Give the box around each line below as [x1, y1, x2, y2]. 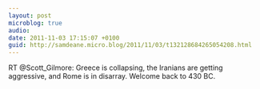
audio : [8, 26, 30, 34]
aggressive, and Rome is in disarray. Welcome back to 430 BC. [8, 72, 216, 81]
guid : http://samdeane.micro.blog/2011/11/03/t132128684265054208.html [8, 41, 252, 49]
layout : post [8, 11, 52, 20]
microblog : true [8, 19, 62, 27]
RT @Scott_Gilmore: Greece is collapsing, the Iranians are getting [8, 63, 223, 72]
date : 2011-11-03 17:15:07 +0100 [8, 33, 120, 42]
